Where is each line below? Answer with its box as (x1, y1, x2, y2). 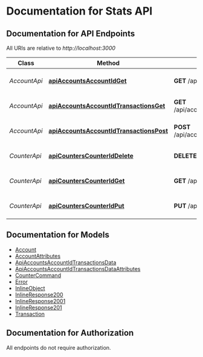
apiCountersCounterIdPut (48, 202, 125, 210)
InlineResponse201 (14, 304, 62, 311)
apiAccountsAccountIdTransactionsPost (48, 127, 168, 135)
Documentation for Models (6, 230, 110, 240)
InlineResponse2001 (14, 297, 66, 304)
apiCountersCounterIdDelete (48, 152, 134, 160)
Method (96, 59, 120, 67)
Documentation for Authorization (6, 328, 134, 338)
